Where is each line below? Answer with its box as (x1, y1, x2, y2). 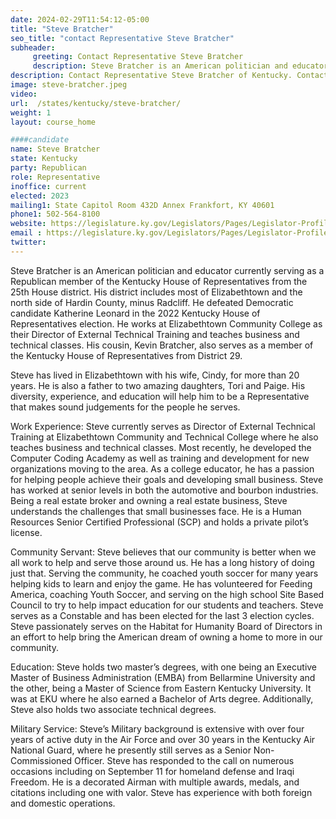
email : (10, 228, 43, 238)
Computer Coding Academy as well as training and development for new (10, 452, 310, 464)
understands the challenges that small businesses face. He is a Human (10, 505, 302, 517)
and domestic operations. (10, 797, 116, 809)
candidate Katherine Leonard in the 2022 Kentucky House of (10, 307, 261, 319)
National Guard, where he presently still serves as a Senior (10, 744, 252, 756)
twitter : (10, 237, 47, 247)
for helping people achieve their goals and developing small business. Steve (10, 473, 324, 485)
